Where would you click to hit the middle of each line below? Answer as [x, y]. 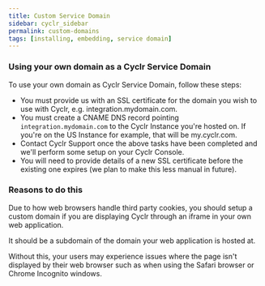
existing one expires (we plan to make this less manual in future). [128, 169]
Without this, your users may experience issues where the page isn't [123, 256]
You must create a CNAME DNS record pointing [100, 117]
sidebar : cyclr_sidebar [49, 23]
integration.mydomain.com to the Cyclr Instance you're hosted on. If [133, 126]
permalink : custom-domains [54, 31]
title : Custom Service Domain [60, 16]
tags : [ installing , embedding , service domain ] [90, 38]
